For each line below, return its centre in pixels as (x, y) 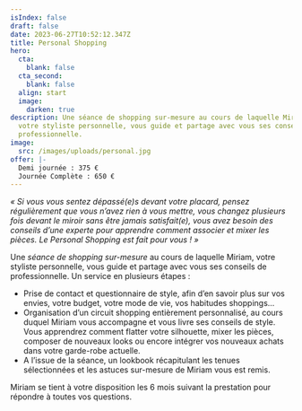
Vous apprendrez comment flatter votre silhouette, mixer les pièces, (148, 332)
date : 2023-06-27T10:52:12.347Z (70, 34)
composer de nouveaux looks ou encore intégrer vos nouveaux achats (154, 341)
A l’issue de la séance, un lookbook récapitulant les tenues (131, 361)
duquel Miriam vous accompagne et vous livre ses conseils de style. (149, 322)
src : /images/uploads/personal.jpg (85, 151)
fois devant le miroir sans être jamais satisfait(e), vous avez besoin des (142, 221)
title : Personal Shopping (58, 43)
